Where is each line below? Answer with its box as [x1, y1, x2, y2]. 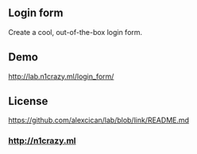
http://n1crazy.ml [8, 135, 77, 146]
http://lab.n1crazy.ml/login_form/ [8, 71, 114, 81]
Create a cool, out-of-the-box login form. [8, 27, 143, 37]
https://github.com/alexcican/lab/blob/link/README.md [8, 115, 189, 125]
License [8, 94, 48, 108]
